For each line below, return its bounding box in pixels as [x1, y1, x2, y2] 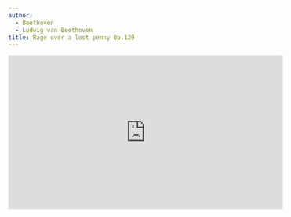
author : [8, 11, 34, 20]
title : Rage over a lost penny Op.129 [8, 33, 135, 42]
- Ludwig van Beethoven [15, 26, 93, 34]
